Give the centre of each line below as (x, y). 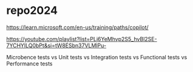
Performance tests (29, 64)
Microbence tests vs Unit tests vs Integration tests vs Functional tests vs (97, 57)
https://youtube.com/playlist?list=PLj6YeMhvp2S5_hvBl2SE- (82, 39)
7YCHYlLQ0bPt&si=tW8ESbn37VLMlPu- (56, 45)
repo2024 (32, 11)
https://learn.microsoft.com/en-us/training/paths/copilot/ (77, 27)
